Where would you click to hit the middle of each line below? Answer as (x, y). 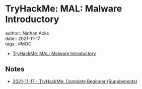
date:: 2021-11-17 (23, 38)
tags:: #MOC (18, 43)
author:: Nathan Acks (27, 33)
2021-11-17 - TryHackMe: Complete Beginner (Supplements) (75, 81)
